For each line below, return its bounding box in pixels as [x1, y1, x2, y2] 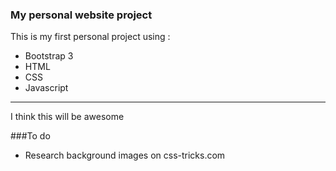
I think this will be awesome [10, 111, 125, 123]
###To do [10, 130, 51, 142]
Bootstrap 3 [24, 50, 74, 62]
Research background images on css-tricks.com [24, 149, 226, 162]
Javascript [24, 82, 69, 94]
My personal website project [10, 8, 153, 22]
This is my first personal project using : [10, 31, 171, 43]
